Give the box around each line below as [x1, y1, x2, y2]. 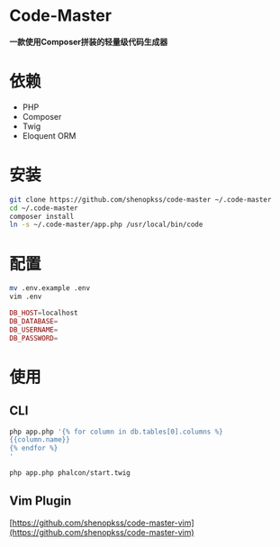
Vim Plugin [9, 493, 72, 509]
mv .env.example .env [9, 284, 91, 293]
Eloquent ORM [22, 130, 77, 141]
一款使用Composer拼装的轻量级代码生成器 [9, 36, 168, 47]
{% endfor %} [9, 443, 59, 453]
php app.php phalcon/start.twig [9, 469, 131, 478]
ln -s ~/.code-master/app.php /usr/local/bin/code [9, 220, 203, 230]
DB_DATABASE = [9, 316, 59, 325]
